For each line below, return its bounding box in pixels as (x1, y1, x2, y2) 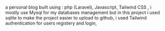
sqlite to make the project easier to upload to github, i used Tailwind (5, 15, 147, 20)
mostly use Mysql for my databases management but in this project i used (5, 9, 160, 15)
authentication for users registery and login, (5, 20, 97, 26)
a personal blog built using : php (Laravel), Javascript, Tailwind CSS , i (5, 4, 151, 10)
